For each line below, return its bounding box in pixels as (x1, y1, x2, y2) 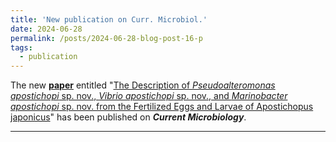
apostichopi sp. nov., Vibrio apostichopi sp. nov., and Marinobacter (10, 90, 288, 102)
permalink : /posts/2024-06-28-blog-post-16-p (10, 33, 203, 43)
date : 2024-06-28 (10, 24, 83, 34)
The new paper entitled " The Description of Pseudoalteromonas (10, 79, 276, 91)
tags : (10, 42, 33, 53)
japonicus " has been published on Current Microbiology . (10, 111, 247, 123)
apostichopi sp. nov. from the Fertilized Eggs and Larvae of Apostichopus (10, 101, 314, 113)
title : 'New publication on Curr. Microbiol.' (10, 14, 208, 25)
